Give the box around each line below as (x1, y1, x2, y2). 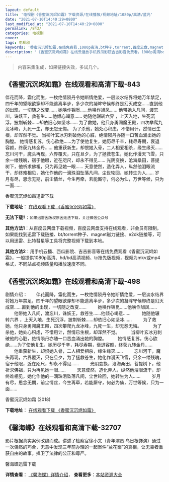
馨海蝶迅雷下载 (5, 461, 36, 467)
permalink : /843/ (5, 26, 42, 31)
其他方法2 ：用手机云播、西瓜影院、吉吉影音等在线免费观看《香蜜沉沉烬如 (5, 249, 158, 255)
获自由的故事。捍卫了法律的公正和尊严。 (5, 450, 89, 456)
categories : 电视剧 (5, 31, 44, 36)
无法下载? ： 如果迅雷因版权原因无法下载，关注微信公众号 (5, 214, 109, 220)
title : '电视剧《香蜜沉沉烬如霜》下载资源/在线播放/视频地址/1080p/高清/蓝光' (5, 12, 153, 17)
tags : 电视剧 (5, 40, 30, 45)
